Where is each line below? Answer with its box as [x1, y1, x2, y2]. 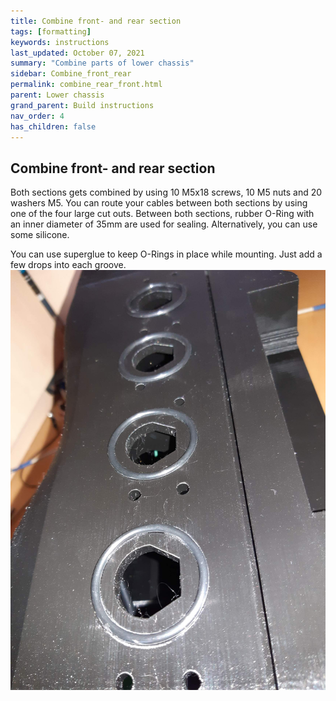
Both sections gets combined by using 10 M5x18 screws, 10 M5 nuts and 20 [10, 186, 323, 199]
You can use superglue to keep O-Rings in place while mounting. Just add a [10, 248, 323, 260]
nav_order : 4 [10, 111, 65, 121]
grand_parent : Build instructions [10, 100, 155, 110]
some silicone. [10, 229, 70, 241]
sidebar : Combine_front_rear [10, 69, 132, 79]
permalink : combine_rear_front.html [10, 80, 163, 90]
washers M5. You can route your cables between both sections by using [10, 197, 308, 209]
